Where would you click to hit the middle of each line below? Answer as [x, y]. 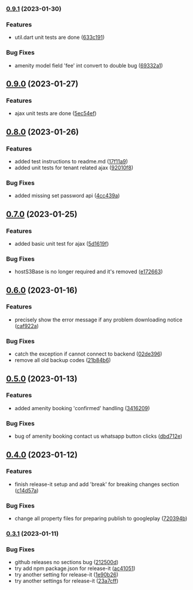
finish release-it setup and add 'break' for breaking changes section [97, 484]
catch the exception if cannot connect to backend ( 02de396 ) [88, 354]
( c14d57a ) [27, 490]
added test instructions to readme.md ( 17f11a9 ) [71, 161]
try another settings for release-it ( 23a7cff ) [67, 581]
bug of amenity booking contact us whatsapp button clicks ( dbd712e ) [99, 436]
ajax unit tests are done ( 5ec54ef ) [55, 113]
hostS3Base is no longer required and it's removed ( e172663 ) [89, 271]
